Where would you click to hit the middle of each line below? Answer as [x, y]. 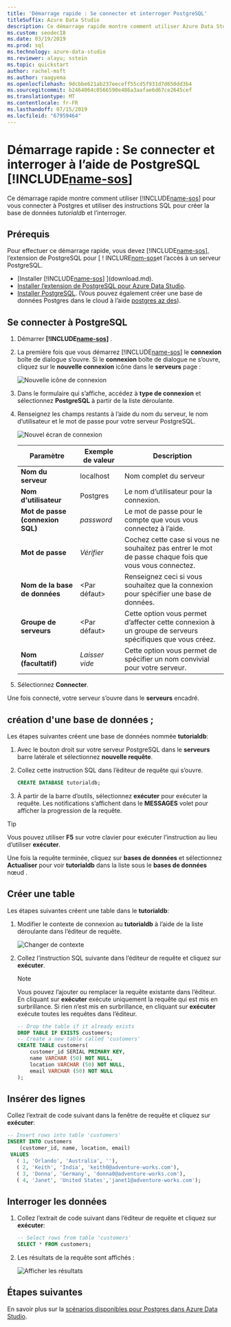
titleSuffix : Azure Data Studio [53, 20]
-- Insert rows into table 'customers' [64, 1135]
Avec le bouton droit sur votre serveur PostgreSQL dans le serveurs [113, 749]
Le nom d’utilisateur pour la [168, 492]
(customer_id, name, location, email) [75, 1148]
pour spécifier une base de [168, 594]
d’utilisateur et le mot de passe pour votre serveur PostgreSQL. [106, 421]
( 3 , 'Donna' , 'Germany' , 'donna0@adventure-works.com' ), [101, 1174]
